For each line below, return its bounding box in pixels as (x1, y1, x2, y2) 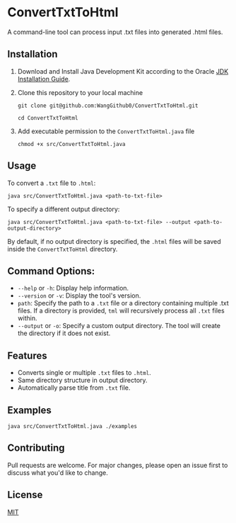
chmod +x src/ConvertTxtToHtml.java (17, 140, 126, 147)
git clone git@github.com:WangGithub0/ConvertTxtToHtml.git (17, 102, 199, 109)
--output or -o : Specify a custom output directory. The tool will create (17, 322, 221, 330)
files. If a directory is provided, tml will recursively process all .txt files (17, 306, 225, 315)
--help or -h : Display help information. (17, 284, 129, 293)
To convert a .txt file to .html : (7, 179, 96, 187)
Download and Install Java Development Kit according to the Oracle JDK (17, 67, 229, 75)
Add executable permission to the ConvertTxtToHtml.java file (17, 127, 195, 135)
